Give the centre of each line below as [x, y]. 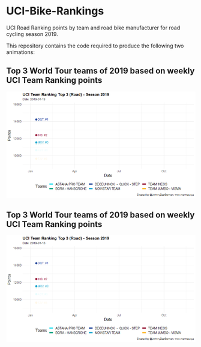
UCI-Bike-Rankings [55, 11]
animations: [20, 52]
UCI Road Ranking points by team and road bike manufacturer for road [93, 28]
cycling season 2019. [32, 34]
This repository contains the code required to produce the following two [95, 46]
